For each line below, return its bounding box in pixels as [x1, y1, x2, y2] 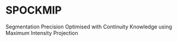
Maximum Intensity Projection [5, 29, 78, 36]
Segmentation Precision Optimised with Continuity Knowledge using [5, 23, 173, 30]
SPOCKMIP [5, 4, 62, 17]
